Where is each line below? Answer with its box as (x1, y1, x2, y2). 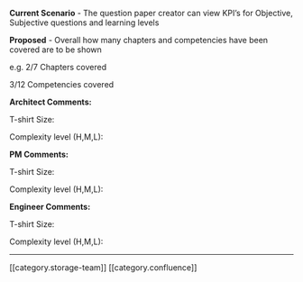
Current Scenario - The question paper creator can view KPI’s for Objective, (9, 8, 293, 18)
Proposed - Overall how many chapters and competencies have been (9, 35, 269, 45)
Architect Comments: (9, 96, 92, 107)
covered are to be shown (9, 44, 102, 55)
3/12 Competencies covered (9, 79, 115, 89)
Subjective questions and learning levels (9, 17, 160, 28)
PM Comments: (9, 149, 69, 159)
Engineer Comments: (9, 202, 91, 212)
